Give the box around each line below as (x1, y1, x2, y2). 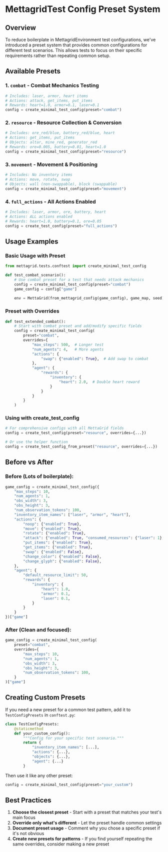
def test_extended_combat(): (5, 319, 66, 324)
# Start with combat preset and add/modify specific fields (14, 323, 142, 328)
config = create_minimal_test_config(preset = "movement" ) (5, 186, 126, 191)
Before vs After (5, 458, 53, 466)
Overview (5, 23, 36, 32)
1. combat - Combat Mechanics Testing (5, 82, 99, 89)
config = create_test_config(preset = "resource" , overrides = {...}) (5, 430, 146, 435)
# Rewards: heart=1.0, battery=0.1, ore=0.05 (5, 218, 101, 223)
